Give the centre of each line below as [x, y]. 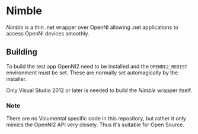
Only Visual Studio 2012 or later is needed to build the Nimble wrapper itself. [99, 90]
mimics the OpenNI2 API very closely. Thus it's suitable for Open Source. [95, 125]
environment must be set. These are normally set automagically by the [92, 73]
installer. [16, 79]
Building [22, 52]
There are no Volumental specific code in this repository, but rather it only [96, 119]
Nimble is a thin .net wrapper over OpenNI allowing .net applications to [92, 27]
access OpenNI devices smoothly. [48, 33]
